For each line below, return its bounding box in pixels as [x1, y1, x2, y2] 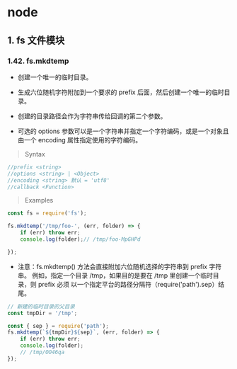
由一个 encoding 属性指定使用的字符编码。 [17, 135, 142, 144]
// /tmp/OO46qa [20, 348, 65, 356]
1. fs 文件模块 [7, 34, 65, 46]
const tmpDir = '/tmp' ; [7, 310, 78, 317]
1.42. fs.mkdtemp [7, 56, 69, 66]
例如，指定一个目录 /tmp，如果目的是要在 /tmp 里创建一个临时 [31, 271, 214, 280]
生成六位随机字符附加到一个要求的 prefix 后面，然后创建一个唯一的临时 [17, 88, 224, 96]
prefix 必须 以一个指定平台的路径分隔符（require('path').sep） [37, 280, 219, 288]
